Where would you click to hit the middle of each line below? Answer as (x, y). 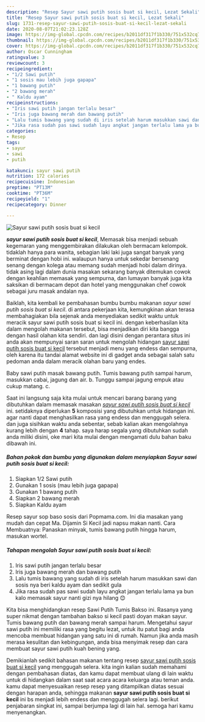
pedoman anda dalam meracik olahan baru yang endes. (76, 361)
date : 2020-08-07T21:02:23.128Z (47, 29)
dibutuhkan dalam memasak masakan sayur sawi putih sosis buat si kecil (98, 404)
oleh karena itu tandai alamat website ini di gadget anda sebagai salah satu (101, 355)
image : (15, 35)
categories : (21, 131)
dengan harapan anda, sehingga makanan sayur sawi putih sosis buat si (98, 693)
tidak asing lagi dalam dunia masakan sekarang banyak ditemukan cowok (99, 272)
